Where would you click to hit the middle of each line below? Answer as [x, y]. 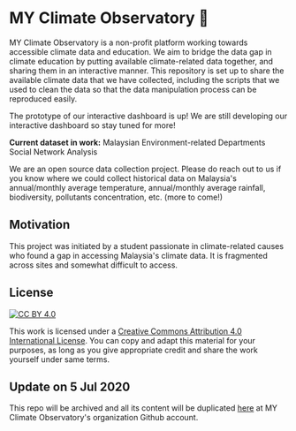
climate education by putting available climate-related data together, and [141, 61]
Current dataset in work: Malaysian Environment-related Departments [137, 142]
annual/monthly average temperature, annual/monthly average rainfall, [137, 187]
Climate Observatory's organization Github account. [104, 418]
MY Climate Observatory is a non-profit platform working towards [129, 42]
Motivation [40, 225]
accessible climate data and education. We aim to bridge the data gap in [140, 51]
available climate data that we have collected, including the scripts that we [144, 79]
